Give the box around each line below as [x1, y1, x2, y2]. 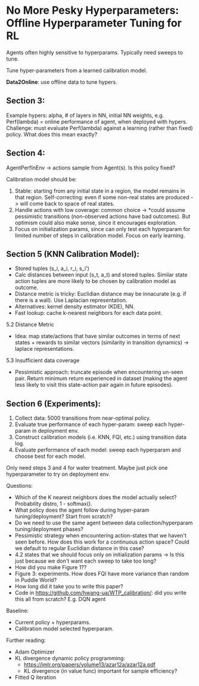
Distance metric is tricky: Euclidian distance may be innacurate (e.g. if [14, 290, 186, 298]
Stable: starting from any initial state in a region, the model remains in [14, 187, 185, 195]
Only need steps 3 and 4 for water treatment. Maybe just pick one [6, 465, 168, 472]
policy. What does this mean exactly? [6, 130, 98, 138]
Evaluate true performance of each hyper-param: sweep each [14, 421, 167, 428]
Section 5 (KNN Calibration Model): [6, 249, 140, 259]
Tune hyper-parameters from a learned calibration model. [6, 66, 148, 74]
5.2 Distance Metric [6, 321, 55, 328]
